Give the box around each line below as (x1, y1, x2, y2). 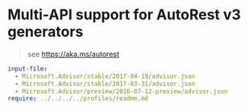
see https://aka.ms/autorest (27, 49, 120, 59)
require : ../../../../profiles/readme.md (7, 95, 149, 103)
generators (7, 22, 84, 41)
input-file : (7, 64, 48, 73)
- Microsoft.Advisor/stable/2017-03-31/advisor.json (15, 79, 196, 88)
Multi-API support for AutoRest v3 (7, 6, 241, 24)
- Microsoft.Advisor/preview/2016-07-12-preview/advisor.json (15, 87, 228, 96)
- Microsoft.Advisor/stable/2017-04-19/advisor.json (15, 72, 196, 80)
